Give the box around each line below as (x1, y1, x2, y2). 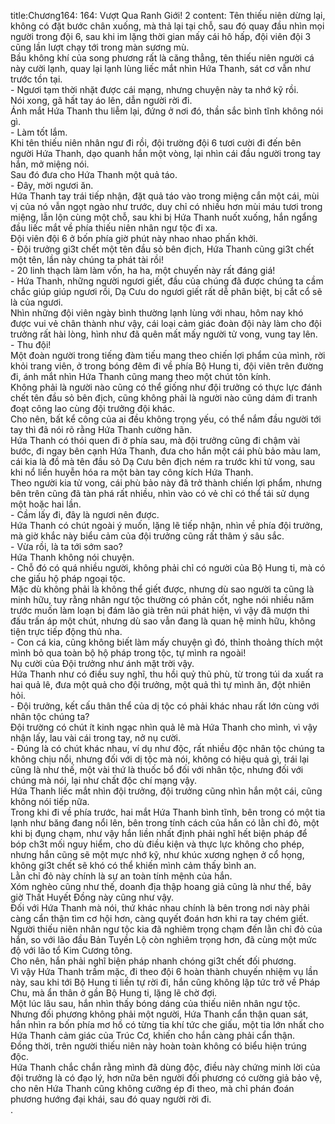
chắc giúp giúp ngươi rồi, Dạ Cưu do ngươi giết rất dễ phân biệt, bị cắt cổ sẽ (10, 286, 323, 297)
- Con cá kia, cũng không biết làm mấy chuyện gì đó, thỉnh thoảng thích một (10, 636, 323, 648)
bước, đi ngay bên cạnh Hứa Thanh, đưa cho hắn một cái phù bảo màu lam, (10, 445, 322, 457)
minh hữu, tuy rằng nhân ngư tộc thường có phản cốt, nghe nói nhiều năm (10, 594, 315, 605)
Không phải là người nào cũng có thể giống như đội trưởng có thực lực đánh (10, 381, 323, 393)
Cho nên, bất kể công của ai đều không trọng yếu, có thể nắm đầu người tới (10, 413, 322, 425)
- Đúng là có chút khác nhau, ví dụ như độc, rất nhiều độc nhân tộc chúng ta (10, 743, 325, 754)
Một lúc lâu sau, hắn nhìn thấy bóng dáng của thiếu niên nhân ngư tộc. (10, 998, 301, 1009)
